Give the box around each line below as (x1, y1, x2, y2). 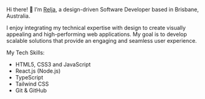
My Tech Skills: (6, 49, 45, 56)
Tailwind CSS (15, 80, 49, 87)
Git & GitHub (15, 87, 47, 94)
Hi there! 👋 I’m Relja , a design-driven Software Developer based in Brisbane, (6, 6, 199, 13)
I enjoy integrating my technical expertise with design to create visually (6, 24, 186, 31)
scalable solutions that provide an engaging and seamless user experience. (6, 37, 198, 44)
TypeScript (15, 74, 44, 81)
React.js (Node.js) (15, 67, 61, 75)
